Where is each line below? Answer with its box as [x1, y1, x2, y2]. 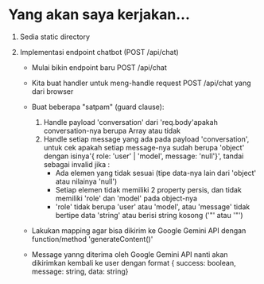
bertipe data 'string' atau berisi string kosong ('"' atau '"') [55, 210, 244, 220]
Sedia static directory [19, 32, 90, 41]
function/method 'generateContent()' [31, 234, 153, 243]
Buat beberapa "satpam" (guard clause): [31, 102, 165, 111]
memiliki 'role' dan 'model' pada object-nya [55, 193, 197, 203]
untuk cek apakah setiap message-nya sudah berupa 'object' [43, 142, 245, 152]
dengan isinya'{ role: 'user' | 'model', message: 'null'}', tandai [43, 151, 244, 161]
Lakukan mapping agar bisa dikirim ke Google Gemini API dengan [31, 225, 247, 235]
